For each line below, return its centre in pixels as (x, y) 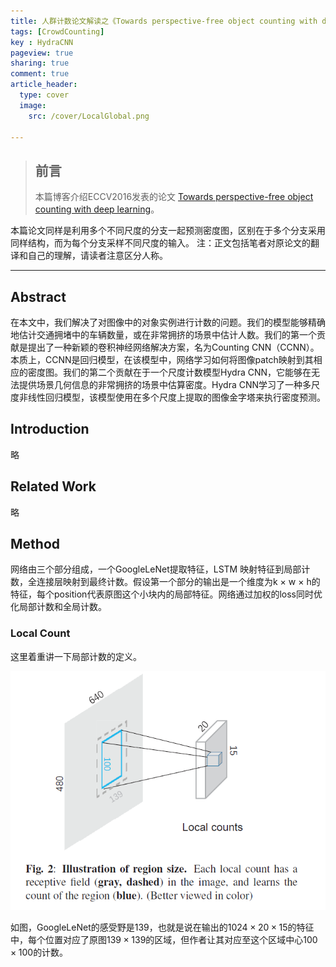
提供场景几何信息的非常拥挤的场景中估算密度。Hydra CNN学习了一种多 (165, 384)
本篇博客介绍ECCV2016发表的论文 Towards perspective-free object (174, 197)
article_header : (44, 85)
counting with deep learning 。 (97, 209)
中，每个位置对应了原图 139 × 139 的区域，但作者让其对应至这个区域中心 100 (164, 939)
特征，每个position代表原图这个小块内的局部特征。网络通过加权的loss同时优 (166, 594)
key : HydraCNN (42, 42)
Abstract (38, 296)
